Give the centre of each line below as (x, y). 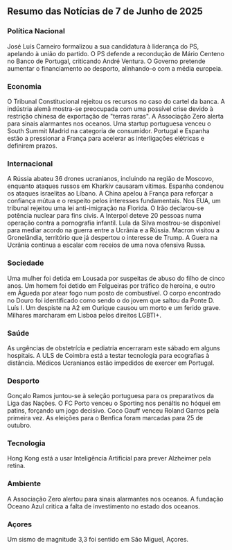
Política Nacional (36, 31)
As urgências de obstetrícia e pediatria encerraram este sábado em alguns (114, 348)
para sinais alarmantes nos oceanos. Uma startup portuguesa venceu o (109, 123)
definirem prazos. (32, 146)
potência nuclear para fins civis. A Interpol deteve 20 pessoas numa (105, 216)
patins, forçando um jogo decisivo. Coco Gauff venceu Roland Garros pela (113, 411)
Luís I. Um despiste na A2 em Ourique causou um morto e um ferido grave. (114, 307)
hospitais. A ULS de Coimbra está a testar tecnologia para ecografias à (108, 355)
